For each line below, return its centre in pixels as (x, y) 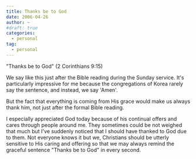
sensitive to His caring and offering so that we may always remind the (90, 143)
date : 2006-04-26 (27, 17)
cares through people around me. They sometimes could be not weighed (94, 125)
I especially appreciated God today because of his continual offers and (92, 119)
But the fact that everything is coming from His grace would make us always (98, 101)
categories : (21, 33)
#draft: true (22, 28)
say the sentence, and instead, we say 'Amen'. (62, 90)
